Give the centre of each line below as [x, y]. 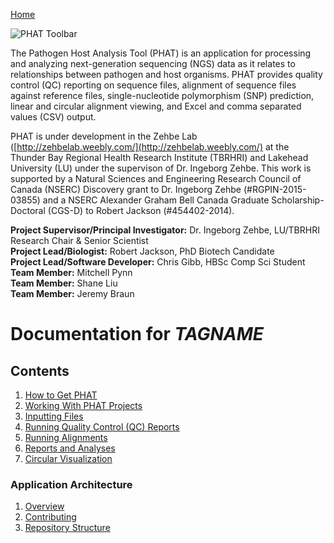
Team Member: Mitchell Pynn [71, 272]
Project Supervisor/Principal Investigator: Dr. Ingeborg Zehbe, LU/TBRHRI [165, 230]
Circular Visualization [68, 458]
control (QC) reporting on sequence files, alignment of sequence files [153, 85]
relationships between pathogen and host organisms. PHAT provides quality [166, 74]
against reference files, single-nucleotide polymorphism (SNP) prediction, [162, 95]
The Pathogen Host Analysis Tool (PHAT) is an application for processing [161, 53]
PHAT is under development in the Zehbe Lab [104, 136]
